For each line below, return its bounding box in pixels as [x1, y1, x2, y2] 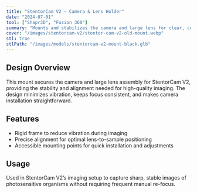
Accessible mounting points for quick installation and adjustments [14, 142, 174, 149]
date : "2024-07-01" [6, 14, 54, 20]
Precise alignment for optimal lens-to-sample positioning [14, 136, 152, 143]
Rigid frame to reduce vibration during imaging [14, 129, 128, 136]
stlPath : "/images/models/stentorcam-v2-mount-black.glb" [6, 42, 151, 47]
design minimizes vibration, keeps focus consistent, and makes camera [6, 91, 179, 98]
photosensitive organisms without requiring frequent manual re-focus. [6, 181, 176, 188]
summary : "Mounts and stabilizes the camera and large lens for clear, [6, 25, 185, 31]
